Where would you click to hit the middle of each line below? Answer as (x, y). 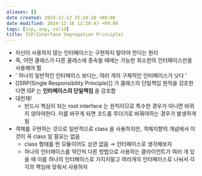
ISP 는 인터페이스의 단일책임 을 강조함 (71, 91)
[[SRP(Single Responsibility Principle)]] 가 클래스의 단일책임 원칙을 (96, 83)
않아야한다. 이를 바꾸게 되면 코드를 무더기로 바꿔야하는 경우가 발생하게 (113, 114)
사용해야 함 (28, 68)
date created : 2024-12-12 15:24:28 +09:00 (61, 18)
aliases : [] (21, 12)
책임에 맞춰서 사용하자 (62, 167)
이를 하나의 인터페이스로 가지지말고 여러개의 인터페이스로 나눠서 (113, 160)
